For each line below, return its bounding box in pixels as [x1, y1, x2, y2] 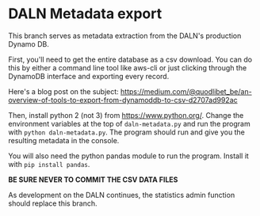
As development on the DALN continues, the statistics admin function [8, 190, 235, 199]
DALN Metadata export [8, 5, 162, 23]
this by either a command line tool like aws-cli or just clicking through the [8, 63, 247, 72]
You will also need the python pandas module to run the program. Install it [8, 151, 250, 161]
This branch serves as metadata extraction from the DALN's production [8, 31, 242, 40]
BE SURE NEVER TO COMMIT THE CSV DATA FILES [8, 175, 178, 184]
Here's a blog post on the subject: [8, 86, 119, 96]
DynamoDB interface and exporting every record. [8, 71, 170, 81]
